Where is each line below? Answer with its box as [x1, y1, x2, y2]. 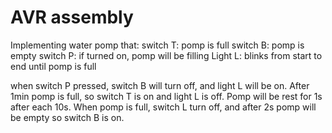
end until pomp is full [10, 60, 97, 72]
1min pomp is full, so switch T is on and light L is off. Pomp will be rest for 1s [10, 90, 323, 102]
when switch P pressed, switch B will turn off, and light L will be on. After [10, 79, 310, 91]
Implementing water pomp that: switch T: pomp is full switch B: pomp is [10, 39, 305, 51]
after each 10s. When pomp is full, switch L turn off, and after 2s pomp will [10, 101, 317, 113]
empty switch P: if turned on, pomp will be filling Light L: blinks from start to [10, 49, 323, 61]
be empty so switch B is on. [10, 111, 125, 123]
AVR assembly [10, 6, 134, 29]
